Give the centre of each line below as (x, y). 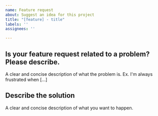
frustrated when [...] (26, 79)
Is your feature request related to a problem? (77, 54)
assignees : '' (20, 29)
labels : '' (17, 24)
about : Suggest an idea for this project (50, 15)
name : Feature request (29, 10)
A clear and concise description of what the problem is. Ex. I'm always (79, 74)
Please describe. (33, 62)
